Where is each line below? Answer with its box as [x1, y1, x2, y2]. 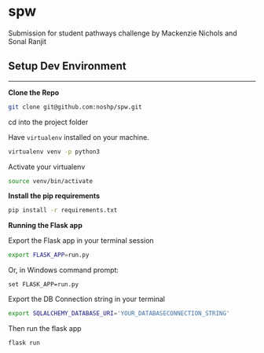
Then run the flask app [8, 324, 82, 333]
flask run [8, 339, 41, 347]
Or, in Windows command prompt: [8, 266, 119, 275]
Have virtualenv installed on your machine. [8, 132, 149, 142]
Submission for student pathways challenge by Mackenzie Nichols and [8, 28, 237, 38]
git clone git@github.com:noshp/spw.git [8, 103, 143, 111]
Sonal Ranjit [8, 36, 47, 46]
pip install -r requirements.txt [8, 207, 118, 215]
